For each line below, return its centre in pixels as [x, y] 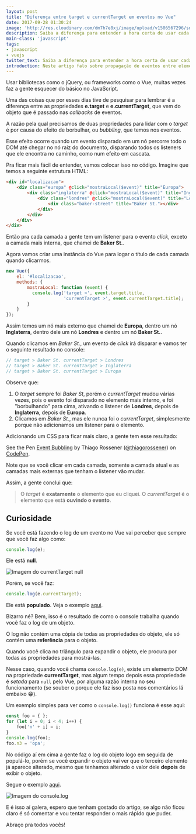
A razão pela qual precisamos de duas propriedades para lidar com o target [97, 124]
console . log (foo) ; [28, 737]
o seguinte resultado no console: [45, 350]
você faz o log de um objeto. [40, 623]
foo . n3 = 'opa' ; [26, 743]
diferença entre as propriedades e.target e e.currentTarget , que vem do [93, 106]
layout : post [22, 11]
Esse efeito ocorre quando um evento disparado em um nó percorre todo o [96, 142]
